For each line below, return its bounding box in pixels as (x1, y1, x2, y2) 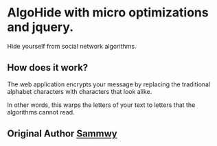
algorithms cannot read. (7, 108, 75, 116)
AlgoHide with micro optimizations (7, 5, 209, 21)
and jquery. (7, 19, 74, 35)
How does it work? (7, 62, 89, 73)
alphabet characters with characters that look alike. (7, 87, 152, 95)
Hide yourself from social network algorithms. (7, 42, 137, 50)
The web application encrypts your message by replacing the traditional (7, 80, 211, 88)
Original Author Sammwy (7, 128, 118, 140)
